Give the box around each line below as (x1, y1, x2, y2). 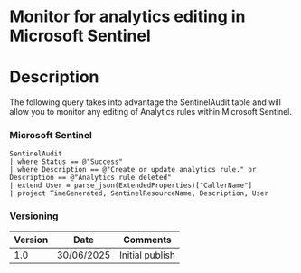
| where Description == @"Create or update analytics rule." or (9, 165, 257, 174)
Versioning (9, 210, 59, 222)
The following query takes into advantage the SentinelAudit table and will (9, 97, 282, 108)
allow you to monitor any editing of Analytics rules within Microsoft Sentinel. (9, 107, 292, 118)
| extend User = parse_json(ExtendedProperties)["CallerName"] (9, 181, 253, 191)
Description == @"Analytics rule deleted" (9, 174, 172, 183)
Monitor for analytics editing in (9, 6, 246, 27)
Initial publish (118, 249, 176, 261)
